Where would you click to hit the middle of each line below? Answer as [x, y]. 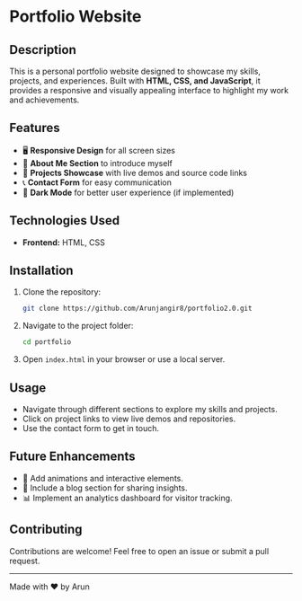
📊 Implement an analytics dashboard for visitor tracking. [127, 498]
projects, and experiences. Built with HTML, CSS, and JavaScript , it [135, 81]
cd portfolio [47, 342]
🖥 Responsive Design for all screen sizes [99, 150]
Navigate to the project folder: [78, 326]
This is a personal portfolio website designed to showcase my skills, [135, 71]
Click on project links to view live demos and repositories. [129, 419]
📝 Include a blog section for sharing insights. [105, 488]
